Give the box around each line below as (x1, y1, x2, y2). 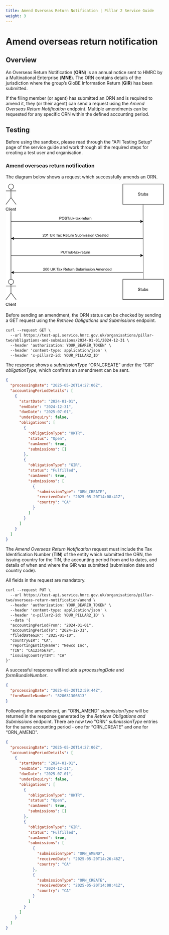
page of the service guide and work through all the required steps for (6, 144, 148, 151)
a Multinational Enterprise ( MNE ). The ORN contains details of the (6, 75, 141, 81)
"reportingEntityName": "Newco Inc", (10, 643, 89, 648)
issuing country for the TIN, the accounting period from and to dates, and (6, 557, 157, 563)
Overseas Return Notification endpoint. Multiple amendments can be (6, 106, 148, 112)
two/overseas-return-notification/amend (6, 597, 92, 603)
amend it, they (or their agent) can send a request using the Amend (6, 100, 145, 106)
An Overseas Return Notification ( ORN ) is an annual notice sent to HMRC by (6, 69, 162, 75)
